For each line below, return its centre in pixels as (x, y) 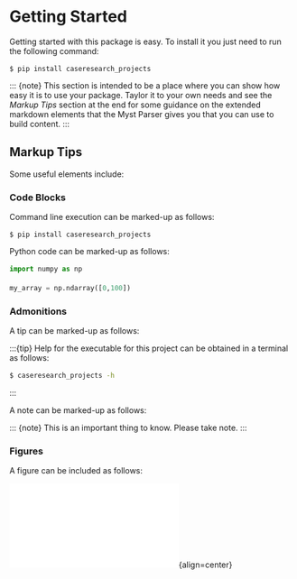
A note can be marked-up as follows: (78, 410)
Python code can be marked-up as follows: (89, 252)
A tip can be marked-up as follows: (74, 330)
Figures (26, 451)
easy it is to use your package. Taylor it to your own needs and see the (141, 95)
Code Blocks (37, 198)
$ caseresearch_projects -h (62, 375)
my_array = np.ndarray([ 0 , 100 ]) (70, 288)
